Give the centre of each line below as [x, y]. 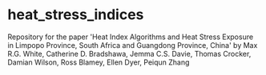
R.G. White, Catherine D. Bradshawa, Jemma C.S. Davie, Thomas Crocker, [129, 53]
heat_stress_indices [76, 15]
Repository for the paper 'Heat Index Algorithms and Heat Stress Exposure [131, 37]
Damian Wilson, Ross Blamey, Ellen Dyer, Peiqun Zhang [99, 62]
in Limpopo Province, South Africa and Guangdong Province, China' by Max [133, 45]
